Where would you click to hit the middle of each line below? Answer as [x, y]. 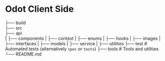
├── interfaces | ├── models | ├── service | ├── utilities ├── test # [76, 43]
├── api [14, 33]
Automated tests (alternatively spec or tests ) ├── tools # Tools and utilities [82, 49]
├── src [14, 28]
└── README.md [23, 54]
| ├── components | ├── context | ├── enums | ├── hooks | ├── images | [83, 38]
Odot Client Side [40, 9]
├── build [15, 23]
